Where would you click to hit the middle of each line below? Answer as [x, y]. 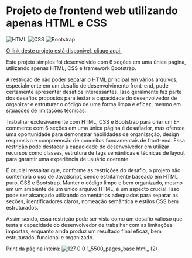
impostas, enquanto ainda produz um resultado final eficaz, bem [84, 231]
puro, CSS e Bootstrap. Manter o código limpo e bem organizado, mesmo [95, 183]
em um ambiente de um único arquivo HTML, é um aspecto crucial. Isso [93, 189]
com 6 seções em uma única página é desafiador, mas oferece [109, 128]
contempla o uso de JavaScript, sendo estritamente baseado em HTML [92, 176]
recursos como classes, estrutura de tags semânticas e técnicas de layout [96, 152]
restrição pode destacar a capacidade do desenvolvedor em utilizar [88, 147]
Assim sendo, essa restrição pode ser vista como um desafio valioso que [94, 219]
